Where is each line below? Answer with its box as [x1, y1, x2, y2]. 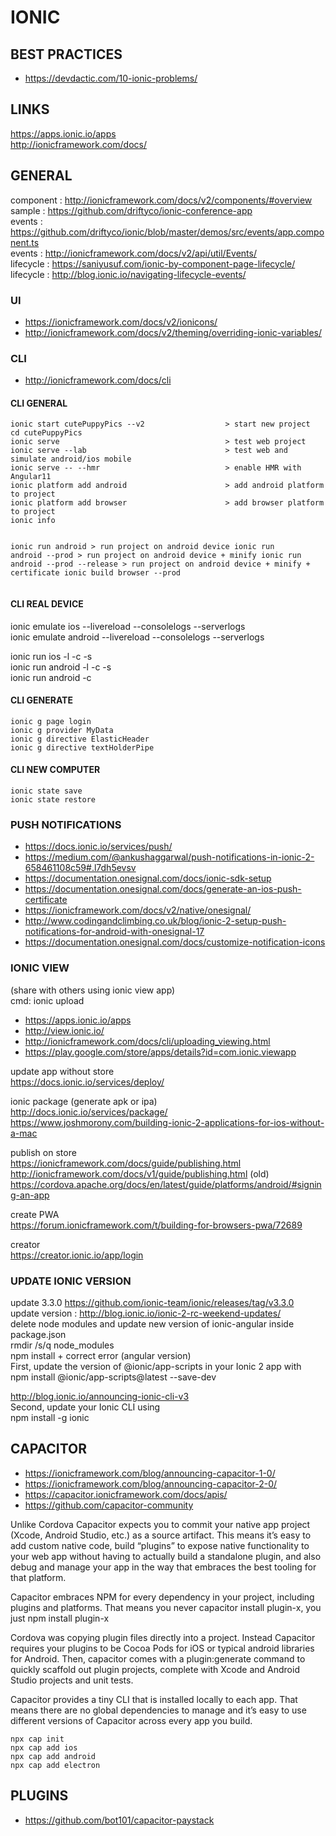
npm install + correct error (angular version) [10, 1349, 192, 1361]
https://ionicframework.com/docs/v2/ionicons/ [24, 316, 218, 328]
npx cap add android [10, 1751, 97, 1761]
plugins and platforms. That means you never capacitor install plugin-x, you [10, 1601, 322, 1613]
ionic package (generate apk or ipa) [10, 1095, 158, 1107]
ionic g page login [10, 716, 92, 726]
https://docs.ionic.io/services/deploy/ [10, 1076, 165, 1088]
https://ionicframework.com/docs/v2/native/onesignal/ [24, 904, 252, 916]
